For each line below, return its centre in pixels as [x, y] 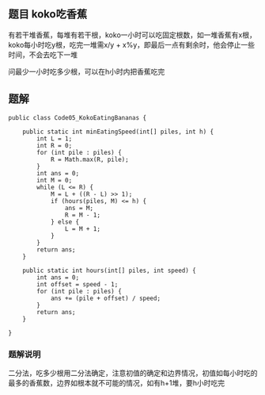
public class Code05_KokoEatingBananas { [78, 117]
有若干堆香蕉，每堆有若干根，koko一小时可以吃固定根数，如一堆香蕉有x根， [132, 35]
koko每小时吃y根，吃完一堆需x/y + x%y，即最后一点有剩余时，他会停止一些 [132, 44]
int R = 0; [55, 145]
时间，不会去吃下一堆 [43, 55]
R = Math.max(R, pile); [89, 159]
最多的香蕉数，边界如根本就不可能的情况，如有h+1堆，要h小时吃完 [117, 382]
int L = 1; [55, 138]
